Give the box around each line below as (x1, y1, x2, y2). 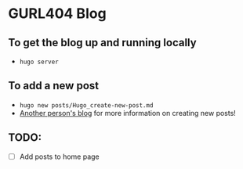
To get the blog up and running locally (8, 36, 198, 49)
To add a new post (8, 79, 100, 92)
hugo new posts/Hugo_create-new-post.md (19, 101, 154, 110)
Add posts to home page (19, 152, 100, 161)
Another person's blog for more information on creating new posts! (19, 108, 237, 117)
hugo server (19, 58, 59, 66)
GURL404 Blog (8, 5, 107, 23)
